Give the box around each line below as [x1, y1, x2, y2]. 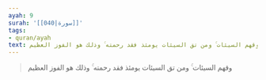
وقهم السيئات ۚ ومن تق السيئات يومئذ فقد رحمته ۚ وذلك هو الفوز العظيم [27, 63, 233, 72]
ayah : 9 [8, 11, 34, 20]
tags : [8, 26, 26, 34]
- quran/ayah [8, 33, 51, 42]
